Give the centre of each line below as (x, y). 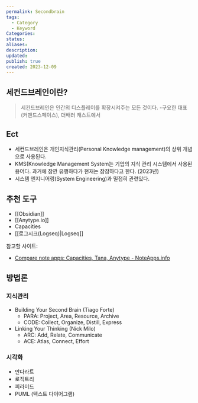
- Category (25, 23)
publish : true (24, 61)
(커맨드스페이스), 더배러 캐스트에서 (61, 115)
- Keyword (23, 28)
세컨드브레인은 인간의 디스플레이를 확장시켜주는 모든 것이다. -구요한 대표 (104, 108)
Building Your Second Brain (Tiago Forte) (64, 309)
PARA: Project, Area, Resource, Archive (71, 316)
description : (22, 50)
